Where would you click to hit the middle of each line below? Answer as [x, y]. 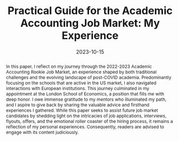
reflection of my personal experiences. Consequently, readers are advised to [85, 127]
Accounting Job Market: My [90, 23]
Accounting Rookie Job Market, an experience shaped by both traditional [81, 72]
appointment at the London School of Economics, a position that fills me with [85, 94]
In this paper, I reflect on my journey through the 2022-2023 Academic [79, 66]
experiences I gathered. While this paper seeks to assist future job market [82, 110]
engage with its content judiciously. [42, 132]
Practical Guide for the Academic [90, 11]
